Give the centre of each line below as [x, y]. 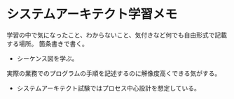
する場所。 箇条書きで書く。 [47, 43]
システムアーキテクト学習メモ [92, 14]
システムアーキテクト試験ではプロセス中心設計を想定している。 [109, 88]
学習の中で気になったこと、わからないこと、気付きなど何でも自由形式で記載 [117, 35]
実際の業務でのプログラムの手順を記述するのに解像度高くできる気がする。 [114, 73]
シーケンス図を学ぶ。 [47, 58]
